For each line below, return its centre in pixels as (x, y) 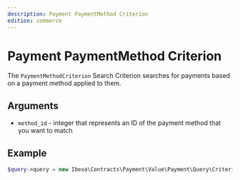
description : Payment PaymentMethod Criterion (78, 14)
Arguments (33, 105)
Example (27, 153)
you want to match (45, 131)
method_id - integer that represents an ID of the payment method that (119, 123)
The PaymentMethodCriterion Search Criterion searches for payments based (119, 76)
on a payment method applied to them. (64, 84)
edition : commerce (35, 21)
